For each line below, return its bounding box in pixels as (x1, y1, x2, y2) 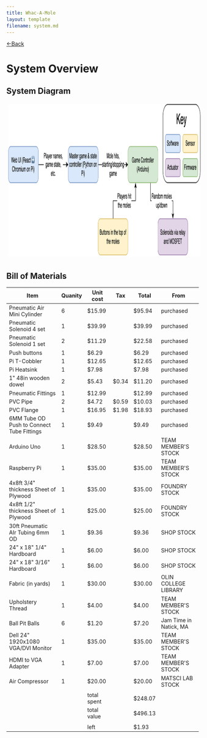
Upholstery (9, 598, 37, 606)
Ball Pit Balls (9, 620, 40, 627)
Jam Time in (161, 617, 192, 624)
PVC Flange (9, 407, 38, 414)
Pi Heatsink (9, 366, 38, 374)
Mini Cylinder (9, 310, 43, 317)
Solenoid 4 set (9, 325, 46, 333)
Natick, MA (161, 623, 189, 630)
